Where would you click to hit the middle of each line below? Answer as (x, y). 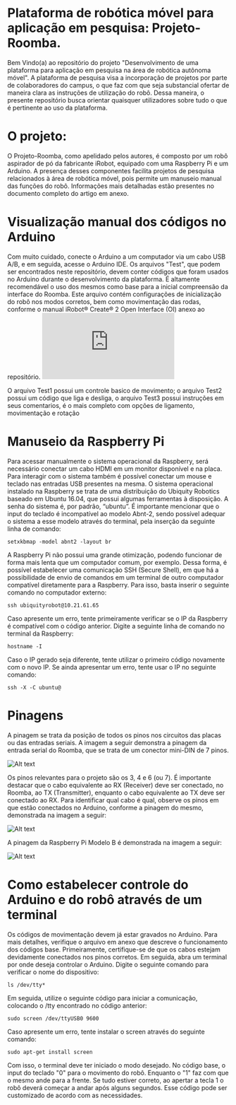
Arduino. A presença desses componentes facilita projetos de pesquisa (111, 170)
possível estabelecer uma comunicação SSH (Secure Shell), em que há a (113, 570)
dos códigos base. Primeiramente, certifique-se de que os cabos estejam (114, 949)
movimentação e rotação (43, 413)
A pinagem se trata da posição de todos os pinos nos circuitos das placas (114, 735)
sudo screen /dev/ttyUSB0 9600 (53, 1018)
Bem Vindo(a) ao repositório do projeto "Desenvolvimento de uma (103, 62)
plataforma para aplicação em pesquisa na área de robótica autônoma (109, 70)
